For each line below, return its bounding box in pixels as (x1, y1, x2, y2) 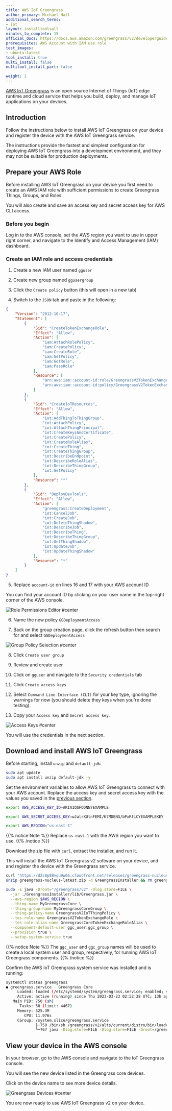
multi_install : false (6, 60, 52, 65)
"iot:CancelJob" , (42, 511, 80, 516)
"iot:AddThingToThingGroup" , (42, 416, 104, 421)
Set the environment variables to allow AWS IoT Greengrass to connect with (6, 784, 165, 790)
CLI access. (6, 207, 31, 213)
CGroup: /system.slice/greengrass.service (17, 1018, 109, 1023)
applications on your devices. (6, 99, 68, 105)
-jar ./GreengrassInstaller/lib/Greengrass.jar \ (10, 891, 118, 897)
